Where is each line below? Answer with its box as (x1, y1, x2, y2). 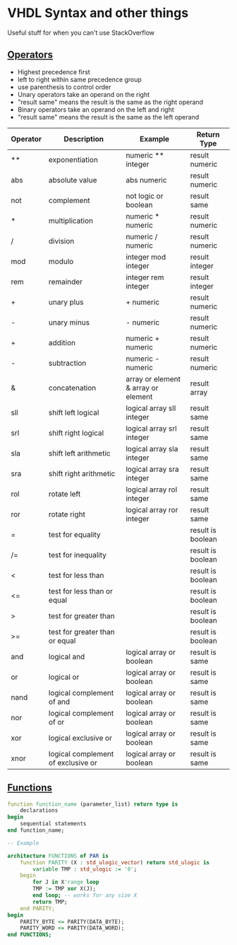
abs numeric (126, 175, 167, 185)
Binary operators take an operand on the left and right (17, 105, 174, 114)
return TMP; (32, 898, 68, 905)
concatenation (48, 383, 97, 393)
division (48, 236, 75, 245)
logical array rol (126, 485, 178, 494)
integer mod (126, 252, 166, 262)
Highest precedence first (17, 67, 90, 76)
